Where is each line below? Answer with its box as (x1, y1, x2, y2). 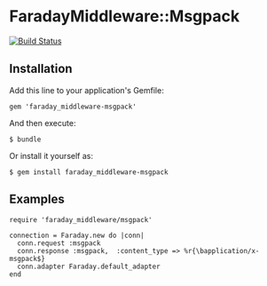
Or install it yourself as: (9, 150, 93, 161)
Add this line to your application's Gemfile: (9, 84, 164, 95)
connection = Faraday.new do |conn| (9, 231, 145, 240)
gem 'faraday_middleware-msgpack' (9, 102, 137, 111)
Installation (9, 61, 73, 76)
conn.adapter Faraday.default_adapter (17, 262, 161, 271)
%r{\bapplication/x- (183, 246, 260, 255)
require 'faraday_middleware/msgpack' (9, 215, 153, 224)
